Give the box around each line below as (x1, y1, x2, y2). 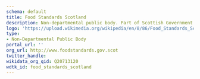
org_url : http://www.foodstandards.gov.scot (6, 48, 118, 53)
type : (6, 31, 20, 37)
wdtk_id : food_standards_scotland (6, 64, 92, 70)
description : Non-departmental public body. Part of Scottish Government (6, 20, 193, 26)
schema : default (6, 8, 46, 15)
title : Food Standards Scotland (6, 14, 86, 20)
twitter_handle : (6, 53, 46, 59)
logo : (6, 25, 20, 31)
